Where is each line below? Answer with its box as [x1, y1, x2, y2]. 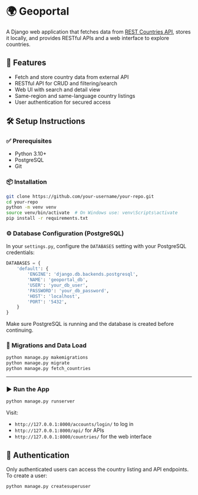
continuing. [6, 326, 34, 334]
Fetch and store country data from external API [14, 73, 129, 80]
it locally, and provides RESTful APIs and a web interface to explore [6, 34, 170, 41]
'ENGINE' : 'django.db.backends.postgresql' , [27, 272, 138, 278]
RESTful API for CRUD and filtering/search [14, 80, 118, 87]
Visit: [6, 409, 19, 416]
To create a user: [6, 472, 47, 479]
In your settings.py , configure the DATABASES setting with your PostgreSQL [6, 243, 187, 250]
